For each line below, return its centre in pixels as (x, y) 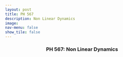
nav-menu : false (21, 28)
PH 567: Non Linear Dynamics (82, 49)
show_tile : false (23, 32)
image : (12, 23)
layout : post (18, 9)
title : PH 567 (20, 14)
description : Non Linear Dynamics (40, 19)
